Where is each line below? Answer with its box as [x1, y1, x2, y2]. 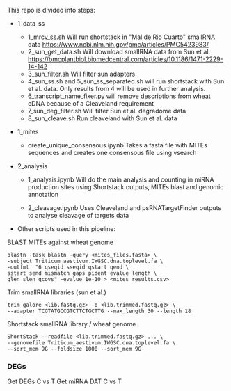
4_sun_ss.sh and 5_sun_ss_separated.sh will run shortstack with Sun [27, 77, 225, 86]
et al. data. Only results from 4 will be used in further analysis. [27, 85, 206, 93]
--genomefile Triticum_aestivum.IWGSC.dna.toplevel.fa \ [7, 340, 176, 346]
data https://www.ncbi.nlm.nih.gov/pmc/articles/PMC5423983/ [27, 40, 209, 48]
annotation [27, 191, 59, 198]
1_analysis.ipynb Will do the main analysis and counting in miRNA [27, 175, 214, 184]
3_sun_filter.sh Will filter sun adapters [27, 70, 136, 78]
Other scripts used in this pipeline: [17, 225, 116, 232]
